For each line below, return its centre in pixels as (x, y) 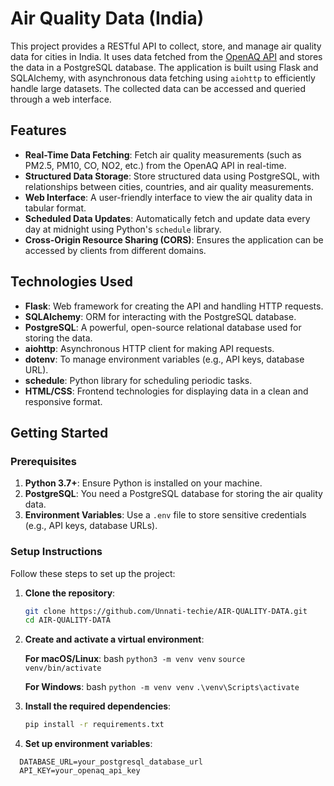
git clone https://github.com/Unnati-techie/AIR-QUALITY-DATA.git (166, 611)
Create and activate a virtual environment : (114, 639)
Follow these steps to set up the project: (93, 573)
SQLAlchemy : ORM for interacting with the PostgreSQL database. (160, 316)
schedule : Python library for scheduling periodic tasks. (138, 380)
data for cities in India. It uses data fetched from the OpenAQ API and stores (166, 56)
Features (38, 130)
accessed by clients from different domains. (115, 250)
